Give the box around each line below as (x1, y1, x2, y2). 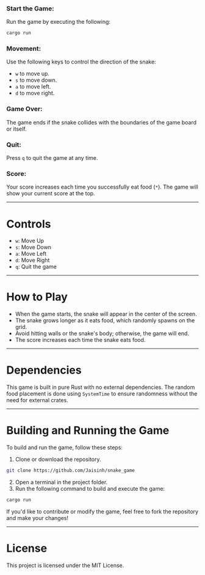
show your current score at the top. (6, 190, 96, 197)
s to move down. (15, 76, 57, 84)
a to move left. (15, 83, 51, 90)
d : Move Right (15, 256, 50, 264)
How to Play (6, 290, 68, 304)
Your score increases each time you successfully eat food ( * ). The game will (6, 183, 198, 190)
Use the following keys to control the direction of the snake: (6, 58, 157, 65)
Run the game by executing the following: (6, 18, 111, 26)
